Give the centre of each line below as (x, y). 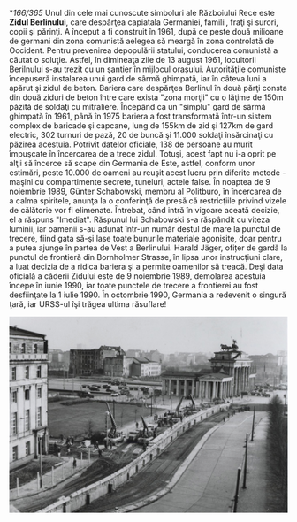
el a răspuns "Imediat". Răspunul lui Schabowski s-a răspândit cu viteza (140, 219)
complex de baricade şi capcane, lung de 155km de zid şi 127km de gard (141, 126)
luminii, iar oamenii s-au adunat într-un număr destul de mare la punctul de (145, 229)
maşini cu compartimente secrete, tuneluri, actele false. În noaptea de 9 (140, 182)
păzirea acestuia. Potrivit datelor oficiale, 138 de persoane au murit (131, 144)
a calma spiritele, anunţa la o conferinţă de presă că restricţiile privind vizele (148, 201)
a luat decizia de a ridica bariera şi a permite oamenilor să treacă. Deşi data (146, 266)
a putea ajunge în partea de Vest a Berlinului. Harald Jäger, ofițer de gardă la (148, 248)
